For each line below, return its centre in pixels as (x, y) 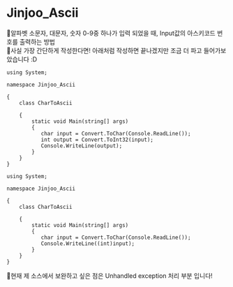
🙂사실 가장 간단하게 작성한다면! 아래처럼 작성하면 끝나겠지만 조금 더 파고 (104, 50)
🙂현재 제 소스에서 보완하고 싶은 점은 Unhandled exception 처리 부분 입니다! (110, 275)
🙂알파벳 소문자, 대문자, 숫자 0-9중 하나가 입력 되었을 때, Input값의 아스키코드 (111, 33)
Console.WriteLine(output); (82, 146)
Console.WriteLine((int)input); (88, 243)
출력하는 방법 (37, 42)
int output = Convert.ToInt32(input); (97, 140)
